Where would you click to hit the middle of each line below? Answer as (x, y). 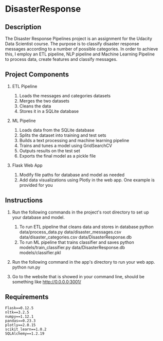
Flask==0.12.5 (19, 308)
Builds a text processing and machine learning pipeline (74, 140)
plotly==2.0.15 (20, 325)
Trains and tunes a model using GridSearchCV (66, 145)
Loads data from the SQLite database (57, 130)
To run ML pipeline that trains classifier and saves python (77, 242)
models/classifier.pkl (40, 252)
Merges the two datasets (44, 101)
